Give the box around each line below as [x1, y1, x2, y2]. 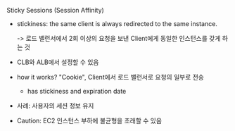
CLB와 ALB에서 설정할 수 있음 [16, 58, 99, 66]
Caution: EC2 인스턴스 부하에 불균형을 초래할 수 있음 [16, 116, 163, 125]
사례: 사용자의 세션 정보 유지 [16, 101, 94, 110]
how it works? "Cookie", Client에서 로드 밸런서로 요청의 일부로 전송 [16, 73, 205, 81]
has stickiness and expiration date [27, 87, 127, 95]
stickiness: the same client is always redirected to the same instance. [16, 20, 217, 27]
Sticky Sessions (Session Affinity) [6, 6, 105, 14]
